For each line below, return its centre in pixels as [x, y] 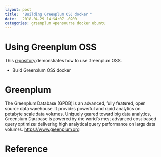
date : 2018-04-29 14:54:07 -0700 [41, 19]
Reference [26, 149]
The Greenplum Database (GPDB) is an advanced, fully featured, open [75, 103]
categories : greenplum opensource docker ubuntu [55, 23]
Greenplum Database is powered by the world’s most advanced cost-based [81, 119]
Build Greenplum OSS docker [41, 70]
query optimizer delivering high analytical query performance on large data [80, 124]
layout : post [18, 10]
